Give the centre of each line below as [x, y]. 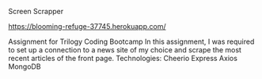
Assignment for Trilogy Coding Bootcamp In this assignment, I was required [131, 41]
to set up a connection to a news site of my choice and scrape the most [125, 50]
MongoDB [25, 66]
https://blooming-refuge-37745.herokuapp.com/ [87, 26]
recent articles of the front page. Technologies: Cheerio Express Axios [123, 58]
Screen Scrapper [36, 11]
